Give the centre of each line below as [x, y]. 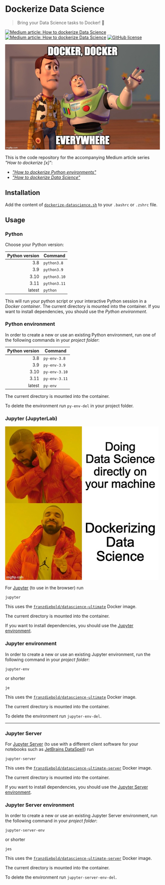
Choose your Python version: [35, 245]
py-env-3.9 [55, 365]
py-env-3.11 [55, 379]
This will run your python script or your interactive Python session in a [76, 301]
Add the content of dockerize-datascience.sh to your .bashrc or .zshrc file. [82, 204]
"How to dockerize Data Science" [46, 177]
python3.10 [55, 277]
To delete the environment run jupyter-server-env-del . [61, 877]
